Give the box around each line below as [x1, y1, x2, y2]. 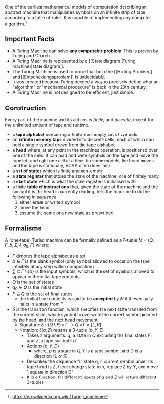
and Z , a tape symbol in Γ [26, 337, 78, 343]
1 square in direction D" [26, 369, 74, 375]
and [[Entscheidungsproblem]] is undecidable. [12, 74, 106, 80]
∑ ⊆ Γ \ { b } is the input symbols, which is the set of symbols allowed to [12, 269, 155, 274]
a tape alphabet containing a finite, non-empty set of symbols [12, 132, 138, 137]
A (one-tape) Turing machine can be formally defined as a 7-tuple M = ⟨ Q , [5, 237, 155, 243]
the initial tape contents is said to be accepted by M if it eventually [19, 296, 153, 301]
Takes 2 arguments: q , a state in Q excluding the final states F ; [26, 332, 152, 338]
